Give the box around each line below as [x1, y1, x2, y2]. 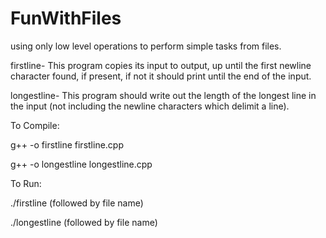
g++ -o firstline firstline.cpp [10, 138, 124, 151]
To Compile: [10, 119, 60, 131]
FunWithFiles [10, 7, 122, 30]
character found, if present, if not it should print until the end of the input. [10, 70, 312, 82]
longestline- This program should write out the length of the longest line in [10, 89, 317, 101]
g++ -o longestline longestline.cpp [10, 158, 153, 170]
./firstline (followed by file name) [10, 197, 144, 209]
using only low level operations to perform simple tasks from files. [10, 40, 282, 52]
